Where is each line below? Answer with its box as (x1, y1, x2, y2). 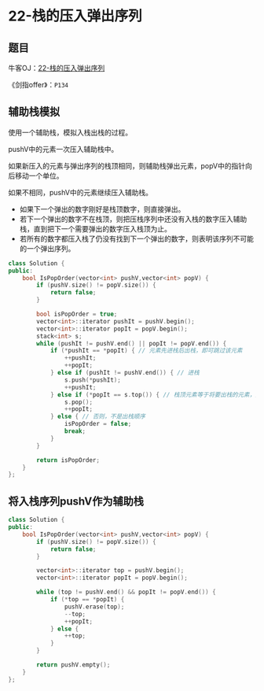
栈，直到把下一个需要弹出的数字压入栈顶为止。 (19, 224, 171, 233)
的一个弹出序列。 (19, 243, 75, 253)
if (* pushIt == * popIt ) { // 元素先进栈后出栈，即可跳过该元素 (49, 347, 243, 355)
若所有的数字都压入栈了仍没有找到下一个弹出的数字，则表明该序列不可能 (19, 234, 254, 243)
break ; (64, 427, 86, 435)
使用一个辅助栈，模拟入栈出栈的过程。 (8, 127, 132, 137)
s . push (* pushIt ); (64, 375, 122, 384)
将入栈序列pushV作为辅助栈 (8, 494, 144, 508)
